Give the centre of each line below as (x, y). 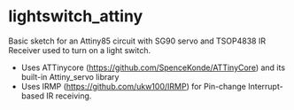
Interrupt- (266, 86)
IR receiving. (69, 96)
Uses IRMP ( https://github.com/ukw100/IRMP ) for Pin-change (134, 86)
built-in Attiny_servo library (70, 76)
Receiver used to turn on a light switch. (80, 50)
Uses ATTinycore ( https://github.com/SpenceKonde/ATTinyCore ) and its (153, 67)
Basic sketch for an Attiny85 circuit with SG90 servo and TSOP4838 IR (137, 41)
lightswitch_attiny (76, 16)
